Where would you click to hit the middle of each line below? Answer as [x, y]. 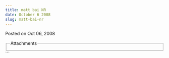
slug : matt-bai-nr [24, 19]
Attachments [23, 43]
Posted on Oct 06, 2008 [30, 34]
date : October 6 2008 [28, 15]
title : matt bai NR [26, 10]
